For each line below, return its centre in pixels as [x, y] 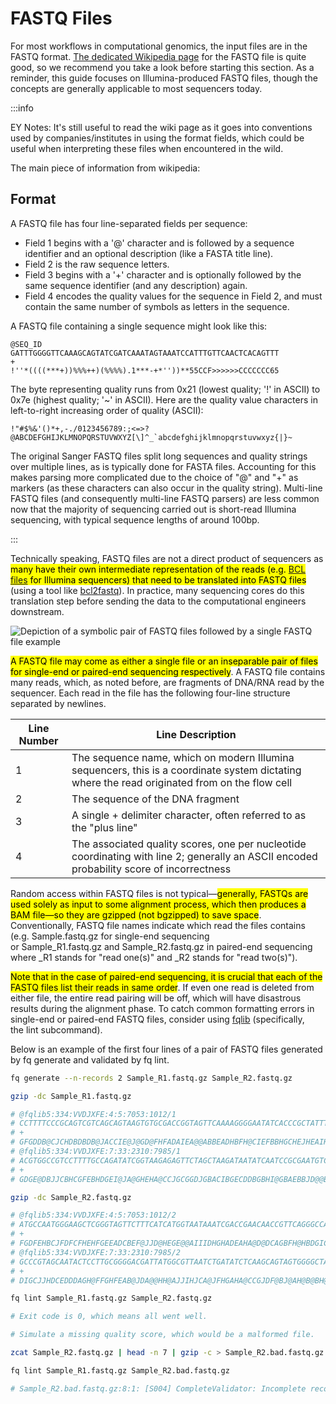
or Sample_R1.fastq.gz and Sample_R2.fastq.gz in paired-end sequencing [161, 946]
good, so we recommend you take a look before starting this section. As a [162, 67]
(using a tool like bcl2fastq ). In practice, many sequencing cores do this [157, 590]
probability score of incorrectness [151, 869]
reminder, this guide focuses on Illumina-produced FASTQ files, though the [164, 78]
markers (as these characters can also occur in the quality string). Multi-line [166, 488]
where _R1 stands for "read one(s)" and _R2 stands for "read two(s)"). [154, 957]
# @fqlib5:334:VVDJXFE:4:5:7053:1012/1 [93, 1114]
